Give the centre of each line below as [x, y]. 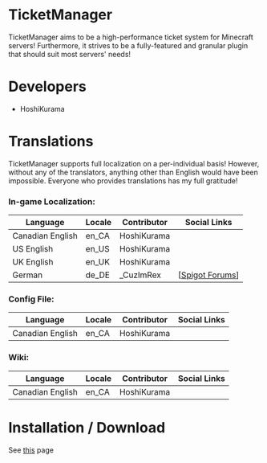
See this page [31, 450]
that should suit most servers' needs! [69, 54]
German [27, 275]
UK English [33, 262]
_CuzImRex [140, 275]
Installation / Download [87, 427]
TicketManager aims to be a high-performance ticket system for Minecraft [131, 37]
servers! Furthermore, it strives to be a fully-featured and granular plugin [128, 45]
